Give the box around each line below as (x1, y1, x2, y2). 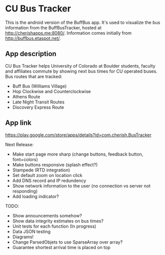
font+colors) (12, 156, 38, 162)
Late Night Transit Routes (12, 99, 65, 105)
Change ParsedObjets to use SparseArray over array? (12, 239, 123, 245)
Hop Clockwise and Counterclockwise (12, 88, 91, 94)
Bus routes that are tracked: (5, 73, 62, 80)
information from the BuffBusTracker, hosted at (5, 24, 102, 30)
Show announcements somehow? (12, 212, 82, 219)
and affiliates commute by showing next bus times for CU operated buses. (5, 68, 158, 74)
